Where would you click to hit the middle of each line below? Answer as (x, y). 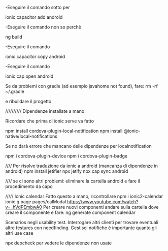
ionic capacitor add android (34, 17)
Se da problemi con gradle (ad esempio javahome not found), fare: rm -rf (82, 86)
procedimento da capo (29, 186)
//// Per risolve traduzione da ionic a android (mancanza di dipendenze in (82, 166)
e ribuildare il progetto (28, 101)
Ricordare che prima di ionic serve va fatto (50, 121)
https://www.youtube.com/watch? (103, 202)
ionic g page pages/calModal (36, 202)
